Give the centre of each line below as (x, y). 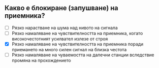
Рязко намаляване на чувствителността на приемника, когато (77, 33)
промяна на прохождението (41, 61)
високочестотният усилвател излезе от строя (60, 38)
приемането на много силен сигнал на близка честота (69, 50)
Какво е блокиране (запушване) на (62, 8)
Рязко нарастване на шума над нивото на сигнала (65, 28)
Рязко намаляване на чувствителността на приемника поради (78, 44)
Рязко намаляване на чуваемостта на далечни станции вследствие (83, 55)
